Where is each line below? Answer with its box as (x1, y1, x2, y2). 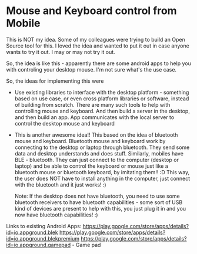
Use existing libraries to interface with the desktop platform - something (14, 89, 189, 96)
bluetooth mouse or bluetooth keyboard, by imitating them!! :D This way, (14, 168, 190, 175)
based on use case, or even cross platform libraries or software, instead (14, 95, 189, 102)
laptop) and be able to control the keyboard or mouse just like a (14, 162, 169, 170)
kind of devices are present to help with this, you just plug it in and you (14, 205, 186, 212)
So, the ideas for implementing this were (6, 77, 104, 84)
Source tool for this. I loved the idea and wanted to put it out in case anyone (6, 42, 189, 49)
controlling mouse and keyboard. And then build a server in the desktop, (14, 107, 190, 114)
